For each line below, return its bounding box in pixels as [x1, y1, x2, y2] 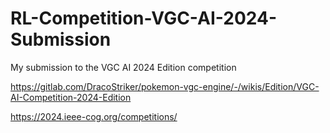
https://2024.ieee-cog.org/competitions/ [10, 110, 178, 122]
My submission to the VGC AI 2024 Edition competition [10, 61, 237, 73]
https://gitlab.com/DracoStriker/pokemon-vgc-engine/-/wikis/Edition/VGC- [10, 80, 320, 92]
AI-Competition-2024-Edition [10, 91, 132, 103]
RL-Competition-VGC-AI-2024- [10, 7, 278, 30]
